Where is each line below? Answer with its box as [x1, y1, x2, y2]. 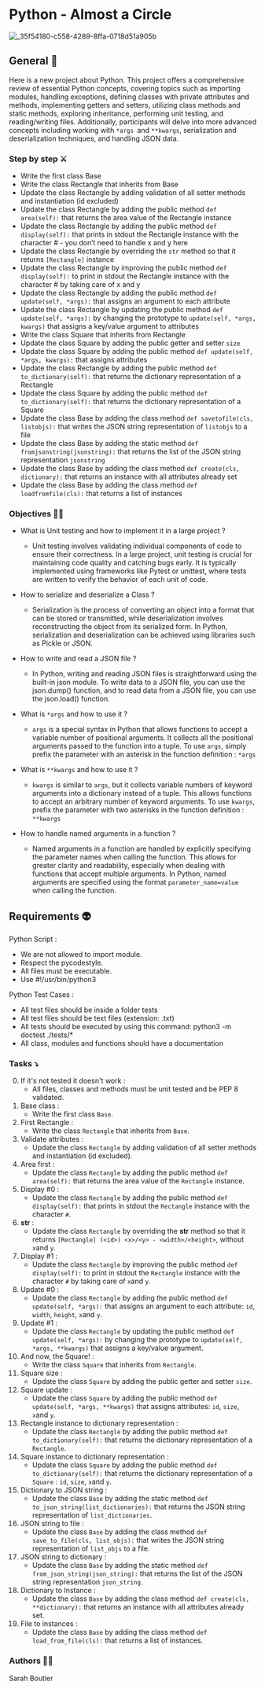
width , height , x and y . [31, 1310, 103, 1319]
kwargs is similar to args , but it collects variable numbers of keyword [31, 780, 252, 789]
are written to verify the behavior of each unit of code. [31, 575, 208, 584]
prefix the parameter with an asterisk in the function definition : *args [31, 749, 256, 760]
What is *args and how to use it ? [20, 709, 128, 719]
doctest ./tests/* [20, 1030, 74, 1040]
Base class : [20, 1101, 60, 1110]
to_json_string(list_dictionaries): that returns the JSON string [31, 1502, 246, 1511]
